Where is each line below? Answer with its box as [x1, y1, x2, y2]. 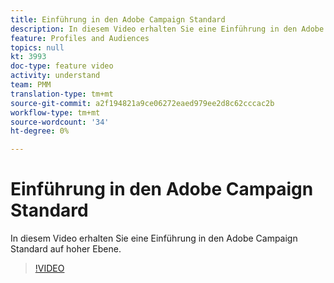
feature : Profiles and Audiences [10, 33, 150, 43]
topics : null [10, 42, 65, 53]
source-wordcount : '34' [10, 117, 110, 127]
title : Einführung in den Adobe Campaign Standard [10, 14, 226, 25]
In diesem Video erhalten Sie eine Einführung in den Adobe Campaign [10, 232, 298, 245]
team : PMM [10, 80, 52, 90]
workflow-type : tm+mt [10, 107, 101, 118]
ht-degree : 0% [10, 126, 70, 136]
